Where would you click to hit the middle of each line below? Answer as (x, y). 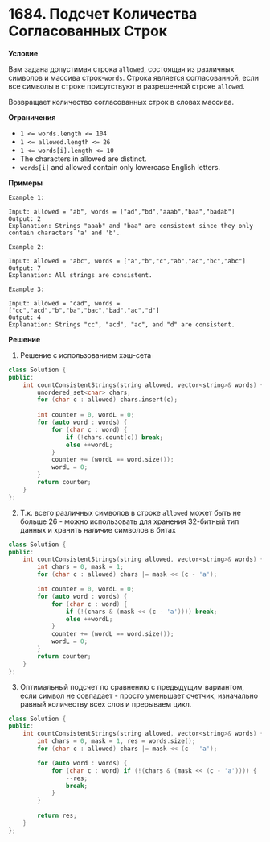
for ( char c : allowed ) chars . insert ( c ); (108, 400)
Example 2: (27, 247)
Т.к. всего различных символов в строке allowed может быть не (130, 512)
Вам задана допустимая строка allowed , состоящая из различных (121, 68)
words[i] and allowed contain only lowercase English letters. (120, 167)
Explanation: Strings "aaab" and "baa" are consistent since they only (131, 226)
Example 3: (27, 289)
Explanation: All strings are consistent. (80, 275)
